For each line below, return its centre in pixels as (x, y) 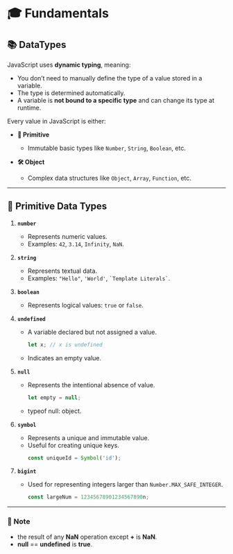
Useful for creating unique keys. (74, 445)
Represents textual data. (62, 271)
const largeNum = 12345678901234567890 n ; (88, 497)
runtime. (29, 108)
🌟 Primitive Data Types (57, 207)
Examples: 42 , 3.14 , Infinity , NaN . (76, 244)
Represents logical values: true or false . (85, 305)
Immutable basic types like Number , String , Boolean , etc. (106, 148)
